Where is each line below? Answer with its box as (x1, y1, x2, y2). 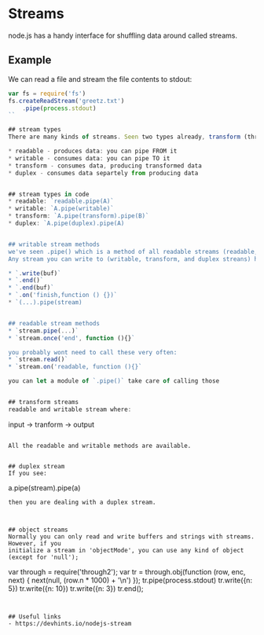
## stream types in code (8, 190, 90, 198)
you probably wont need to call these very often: (8, 348, 178, 356)
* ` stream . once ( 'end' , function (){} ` (8, 334, 135, 342)
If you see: (8, 469, 47, 477)
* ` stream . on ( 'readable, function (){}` (8, 363, 143, 371)
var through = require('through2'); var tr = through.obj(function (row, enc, (8, 567, 246, 576)
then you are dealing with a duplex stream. (8, 498, 156, 506)
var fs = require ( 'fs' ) (8, 90, 86, 97)
